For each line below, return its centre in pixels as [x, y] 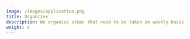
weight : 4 [18, 27]
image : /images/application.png [45, 11]
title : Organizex [27, 17]
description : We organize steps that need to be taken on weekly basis [95, 22]
